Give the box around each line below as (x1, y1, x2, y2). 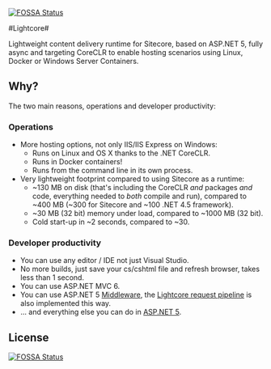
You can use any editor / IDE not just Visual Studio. (19, 256, 189, 265)
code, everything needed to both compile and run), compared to (32, 191, 247, 201)
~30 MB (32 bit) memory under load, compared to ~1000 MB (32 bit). (32, 209, 264, 218)
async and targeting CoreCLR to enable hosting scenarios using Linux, (8, 48, 243, 57)
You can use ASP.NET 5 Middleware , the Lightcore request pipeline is (19, 290, 252, 299)
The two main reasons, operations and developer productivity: (8, 101, 216, 111)
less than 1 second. (19, 273, 85, 282)
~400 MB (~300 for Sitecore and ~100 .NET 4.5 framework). (32, 200, 234, 210)
